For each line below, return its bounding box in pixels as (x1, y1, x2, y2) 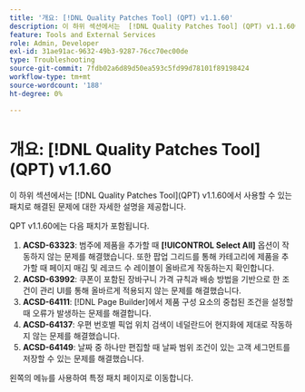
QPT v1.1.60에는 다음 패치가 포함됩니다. (9, 220, 150, 231)
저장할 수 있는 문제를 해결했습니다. (22, 353, 144, 364)
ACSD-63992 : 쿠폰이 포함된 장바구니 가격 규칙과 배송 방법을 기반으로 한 (22, 274, 280, 285)
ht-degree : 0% (9, 89, 64, 98)
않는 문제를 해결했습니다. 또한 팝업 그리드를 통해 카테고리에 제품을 (46, 251, 280, 262)
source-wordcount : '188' (9, 81, 103, 90)
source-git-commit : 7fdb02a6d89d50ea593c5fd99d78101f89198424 (9, 64, 250, 73)
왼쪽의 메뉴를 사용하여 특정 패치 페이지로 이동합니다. (9, 373, 193, 384)
